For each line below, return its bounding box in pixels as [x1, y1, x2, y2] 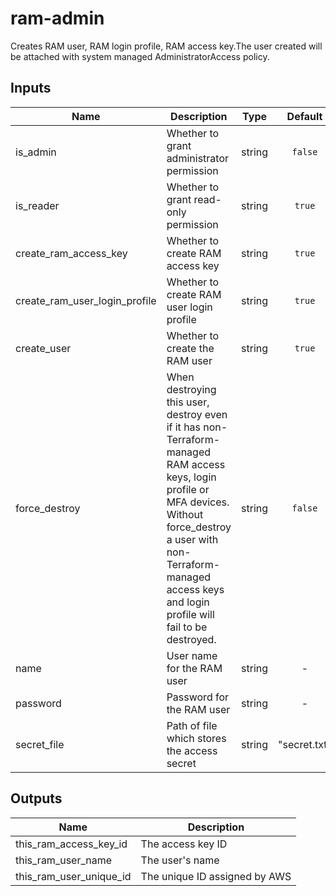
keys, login [166, 470, 217, 484]
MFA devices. [166, 495, 230, 509]
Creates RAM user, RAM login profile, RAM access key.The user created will [10, 40, 323, 52]
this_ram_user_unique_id [15, 869, 132, 883]
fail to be [166, 620, 208, 634]
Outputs [10, 790, 63, 807]
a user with [166, 532, 219, 546]
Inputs [10, 80, 52, 97]
